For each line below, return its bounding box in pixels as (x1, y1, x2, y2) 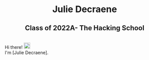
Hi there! (5, 44, 23, 50)
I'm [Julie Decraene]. (5, 49, 49, 55)
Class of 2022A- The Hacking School (24, 24, 145, 32)
